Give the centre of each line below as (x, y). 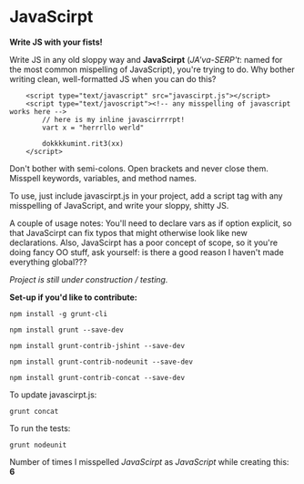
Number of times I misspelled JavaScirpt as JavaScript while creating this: (149, 461)
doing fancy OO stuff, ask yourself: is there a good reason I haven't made (147, 252)
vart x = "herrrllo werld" (93, 128)
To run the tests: (40, 428)
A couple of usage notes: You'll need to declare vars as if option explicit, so (151, 223)
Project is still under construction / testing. (89, 279)
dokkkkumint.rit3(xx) (83, 143)
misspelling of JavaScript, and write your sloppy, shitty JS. (119, 205)
